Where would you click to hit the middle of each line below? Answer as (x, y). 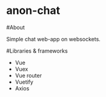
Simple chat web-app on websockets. (54, 39)
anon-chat (33, 11)
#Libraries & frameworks (37, 51)
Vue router (28, 75)
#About (16, 27)
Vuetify (24, 82)
